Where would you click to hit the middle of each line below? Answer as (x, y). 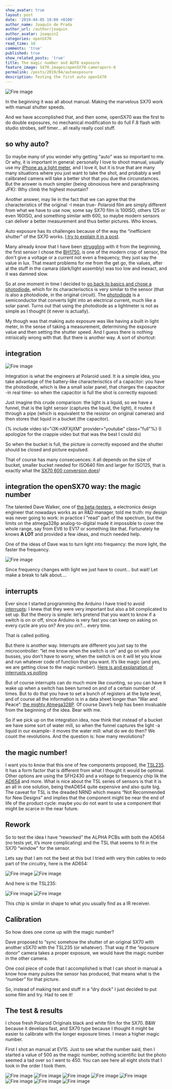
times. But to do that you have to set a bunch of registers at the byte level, (83, 694)
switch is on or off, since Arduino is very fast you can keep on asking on (81, 620)
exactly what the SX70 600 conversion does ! (53, 470)
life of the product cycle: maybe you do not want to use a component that (83, 803)
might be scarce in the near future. (42, 808)
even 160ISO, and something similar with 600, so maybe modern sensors (82, 215)
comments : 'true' (24, 48)
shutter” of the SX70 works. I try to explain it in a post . (62, 237)
